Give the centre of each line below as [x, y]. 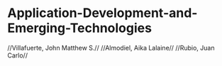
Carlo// [18, 55]
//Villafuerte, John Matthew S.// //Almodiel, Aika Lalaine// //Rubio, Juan [111, 48]
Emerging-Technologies [80, 28]
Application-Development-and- [102, 13]
